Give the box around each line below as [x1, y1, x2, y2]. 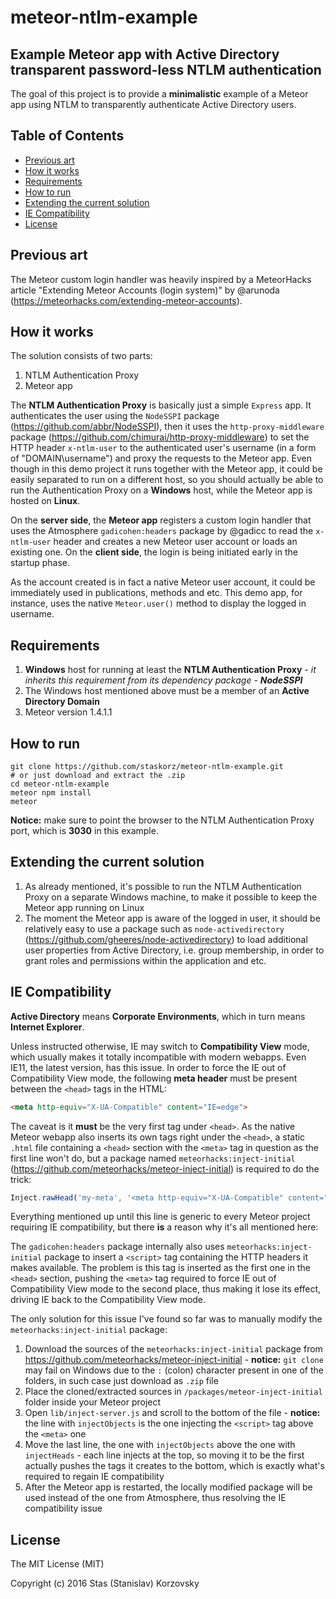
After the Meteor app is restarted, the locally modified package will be [24, 1481, 313, 1493]
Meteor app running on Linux [24, 901, 145, 913]
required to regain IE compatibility [24, 1471, 165, 1483]
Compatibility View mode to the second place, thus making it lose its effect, [10, 1283, 322, 1295]
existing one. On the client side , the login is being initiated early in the [10, 546, 298, 558]
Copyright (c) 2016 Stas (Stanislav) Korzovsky [10, 1577, 200, 1590]
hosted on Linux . [10, 495, 81, 507]
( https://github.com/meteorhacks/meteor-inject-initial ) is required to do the [10, 1162, 320, 1175]
